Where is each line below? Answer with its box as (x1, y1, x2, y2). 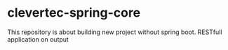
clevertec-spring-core (7, 5, 141, 21)
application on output (7, 35, 69, 43)
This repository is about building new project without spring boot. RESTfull (7, 28, 222, 36)
